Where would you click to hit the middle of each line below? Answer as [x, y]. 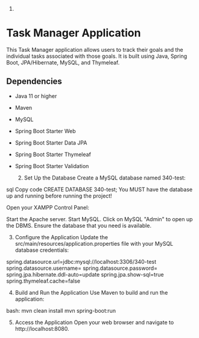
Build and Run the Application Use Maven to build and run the [91, 292]
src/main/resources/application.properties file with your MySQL [94, 243]
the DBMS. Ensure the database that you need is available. [79, 225]
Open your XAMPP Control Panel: [48, 207]
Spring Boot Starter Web [46, 131]
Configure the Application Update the [62, 237]
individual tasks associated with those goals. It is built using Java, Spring [97, 56]
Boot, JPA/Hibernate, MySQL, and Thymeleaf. [63, 62]
